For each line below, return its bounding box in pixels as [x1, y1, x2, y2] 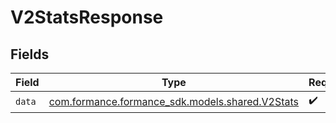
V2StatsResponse [10, 6, 164, 29]
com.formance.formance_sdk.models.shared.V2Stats [48, 94, 300, 108]
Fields [10, 46, 50, 63]
